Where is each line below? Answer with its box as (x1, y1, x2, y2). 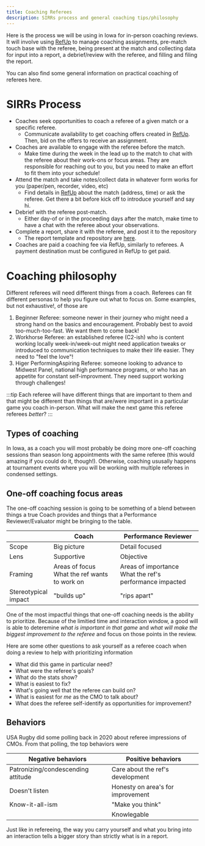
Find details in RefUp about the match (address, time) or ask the (24, 189, 185, 197)
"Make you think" (112, 800, 162, 809)
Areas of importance (120, 563, 179, 571)
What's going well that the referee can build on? (15, 687, 136, 694)
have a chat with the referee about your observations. (24, 222, 160, 229)
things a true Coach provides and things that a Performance (6, 511, 157, 518)
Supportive (53, 552, 85, 561)
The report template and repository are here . (24, 234, 137, 242)
